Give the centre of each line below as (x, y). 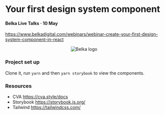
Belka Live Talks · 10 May (32, 23)
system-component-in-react (34, 40)
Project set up (22, 62)
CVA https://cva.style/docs (40, 97)
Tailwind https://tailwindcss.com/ (46, 107)
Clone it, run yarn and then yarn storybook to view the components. (75, 73)
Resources (18, 86)
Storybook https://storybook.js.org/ (49, 102)
